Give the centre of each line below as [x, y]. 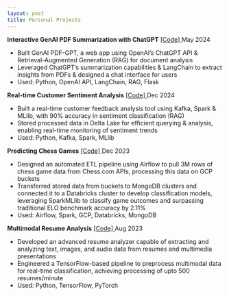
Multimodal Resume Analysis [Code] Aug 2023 [75, 228]
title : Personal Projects [44, 20]
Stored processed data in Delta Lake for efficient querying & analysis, [115, 123]
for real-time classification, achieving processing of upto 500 [103, 271]
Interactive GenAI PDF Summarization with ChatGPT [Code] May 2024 [109, 39]
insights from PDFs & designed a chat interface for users [97, 74]
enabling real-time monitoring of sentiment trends [87, 130]
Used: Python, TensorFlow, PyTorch [68, 285]
